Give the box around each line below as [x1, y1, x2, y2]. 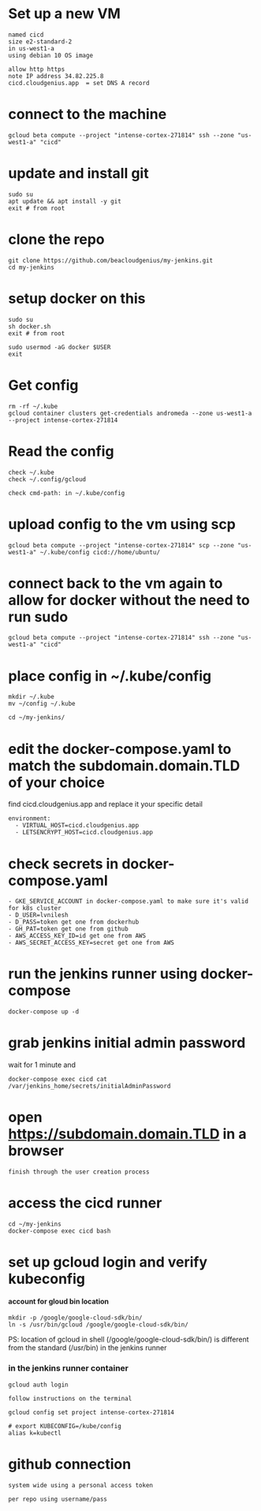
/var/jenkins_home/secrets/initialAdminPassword [8, 1082, 171, 1091]
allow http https [8, 65, 65, 73]
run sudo [8, 608, 69, 625]
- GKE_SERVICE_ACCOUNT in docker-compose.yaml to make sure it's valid [8, 897, 248, 905]
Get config [8, 376, 79, 394]
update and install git [8, 165, 149, 182]
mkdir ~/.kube [8, 693, 55, 701]
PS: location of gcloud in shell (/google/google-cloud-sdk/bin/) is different [8, 1334, 250, 1345]
